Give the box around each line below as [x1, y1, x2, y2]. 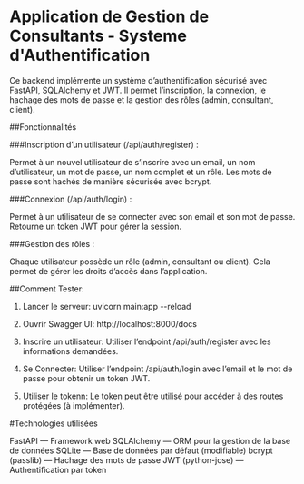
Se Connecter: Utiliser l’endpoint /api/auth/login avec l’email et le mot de [22, 363, 293, 374]
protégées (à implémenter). [22, 400, 125, 410]
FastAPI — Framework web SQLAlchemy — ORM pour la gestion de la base [9, 435, 291, 446]
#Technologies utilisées [9, 418, 98, 429]
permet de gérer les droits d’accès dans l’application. [9, 265, 208, 276]
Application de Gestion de [9, 6, 210, 27]
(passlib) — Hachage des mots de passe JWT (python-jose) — [9, 454, 244, 465]
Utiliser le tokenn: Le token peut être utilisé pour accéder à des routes [22, 390, 284, 401]
